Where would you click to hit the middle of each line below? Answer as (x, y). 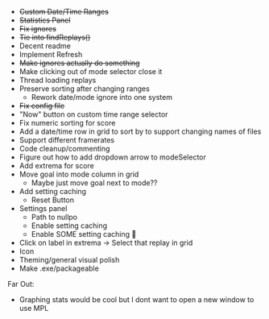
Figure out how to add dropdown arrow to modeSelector (113, 157)
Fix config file (42, 106)
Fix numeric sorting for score (67, 123)
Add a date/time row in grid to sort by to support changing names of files (140, 131)
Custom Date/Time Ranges (64, 12)
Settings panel (43, 208)
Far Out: (21, 284)
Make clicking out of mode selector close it (91, 71)
